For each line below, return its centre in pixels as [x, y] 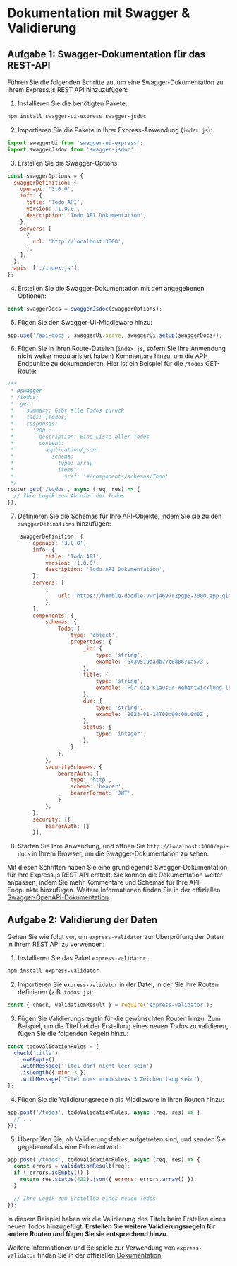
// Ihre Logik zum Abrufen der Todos [69, 496]
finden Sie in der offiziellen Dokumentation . [101, 1255]
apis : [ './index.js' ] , [47, 268]
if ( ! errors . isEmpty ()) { [52, 1173]
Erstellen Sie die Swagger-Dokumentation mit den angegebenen [111, 288]
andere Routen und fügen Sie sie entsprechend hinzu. [88, 1233]
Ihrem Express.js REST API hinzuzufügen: [68, 90]
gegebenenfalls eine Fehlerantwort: [69, 1146]
